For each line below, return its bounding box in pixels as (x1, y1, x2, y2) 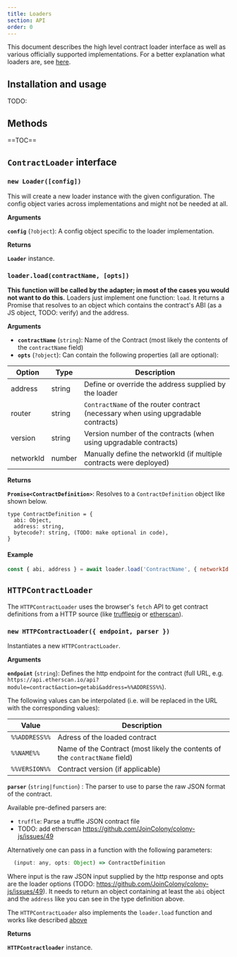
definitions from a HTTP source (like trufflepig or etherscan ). (7, 609, 183, 618)
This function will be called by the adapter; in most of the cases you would (7, 286, 230, 294)
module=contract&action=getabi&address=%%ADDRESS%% (7, 684, 162, 691)
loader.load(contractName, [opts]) (7, 272, 130, 279)
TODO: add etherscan (17, 824, 81, 833)
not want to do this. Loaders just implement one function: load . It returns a (7, 293, 225, 302)
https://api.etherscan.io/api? (7, 676, 99, 684)
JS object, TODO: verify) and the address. (7, 308, 129, 317)
